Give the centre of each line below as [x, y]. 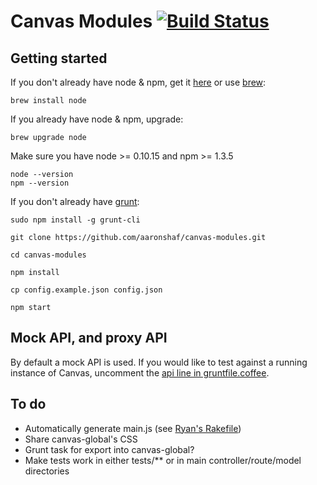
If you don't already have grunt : [75, 201]
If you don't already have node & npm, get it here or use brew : [138, 82]
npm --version [40, 183]
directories [47, 471]
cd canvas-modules [48, 255]
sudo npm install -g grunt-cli [75, 220]
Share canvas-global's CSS [81, 439]
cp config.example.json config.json [86, 290]
